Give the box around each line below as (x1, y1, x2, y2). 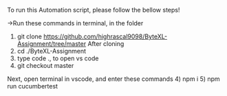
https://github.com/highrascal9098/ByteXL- (43, 32, 167, 40)
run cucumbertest (7, 82, 58, 90)
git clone (17, 32, 43, 40)
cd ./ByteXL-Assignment (17, 47, 87, 55)
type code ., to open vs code (17, 54, 99, 62)
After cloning (87, 40, 125, 47)
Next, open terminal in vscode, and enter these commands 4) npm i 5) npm (7, 75, 220, 83)
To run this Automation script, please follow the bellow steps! (7, 6, 180, 14)
